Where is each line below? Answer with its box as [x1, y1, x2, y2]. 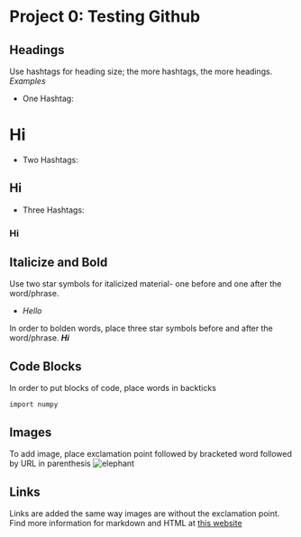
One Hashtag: [22, 93, 74, 104]
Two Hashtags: [22, 154, 78, 165]
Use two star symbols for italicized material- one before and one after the [9, 278, 282, 289]
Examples [9, 76, 47, 86]
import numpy [9, 400, 59, 409]
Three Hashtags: [22, 205, 85, 215]
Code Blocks [9, 359, 82, 374]
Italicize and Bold [9, 255, 108, 270]
